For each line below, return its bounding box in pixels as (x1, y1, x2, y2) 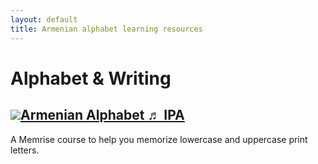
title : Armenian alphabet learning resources (10, 24, 203, 34)
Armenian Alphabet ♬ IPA (20, 107, 185, 124)
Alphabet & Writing (10, 67, 172, 90)
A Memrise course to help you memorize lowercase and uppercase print (10, 133, 308, 145)
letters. (10, 144, 40, 156)
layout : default (10, 14, 78, 25)
